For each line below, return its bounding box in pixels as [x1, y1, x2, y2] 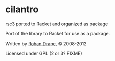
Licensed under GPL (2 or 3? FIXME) [5, 50, 83, 56]
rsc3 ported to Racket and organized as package [5, 21, 108, 27]
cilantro [5, 4, 39, 15]
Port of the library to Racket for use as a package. [5, 30, 110, 36]
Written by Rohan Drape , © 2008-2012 [5, 40, 87, 47]
